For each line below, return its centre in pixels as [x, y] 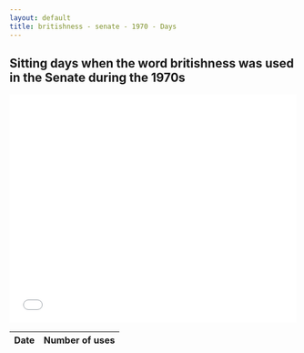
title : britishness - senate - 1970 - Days [93, 26]
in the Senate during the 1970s [97, 77]
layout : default [40, 18]
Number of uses [80, 340]
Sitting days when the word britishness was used [152, 63]
